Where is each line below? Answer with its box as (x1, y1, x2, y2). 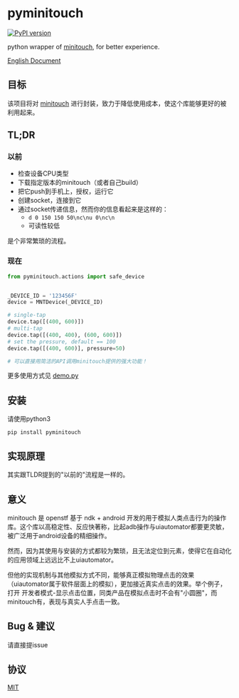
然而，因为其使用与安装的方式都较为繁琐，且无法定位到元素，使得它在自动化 (7, 546, 232, 555)
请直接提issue (7, 640, 48, 649)
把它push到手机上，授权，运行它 (17, 187, 114, 196)
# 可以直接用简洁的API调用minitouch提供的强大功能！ (7, 358, 148, 365)
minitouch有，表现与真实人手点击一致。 (7, 597, 124, 606)
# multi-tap (7, 325, 43, 333)
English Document (7, 56, 61, 65)
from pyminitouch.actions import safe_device (7, 273, 144, 280)
